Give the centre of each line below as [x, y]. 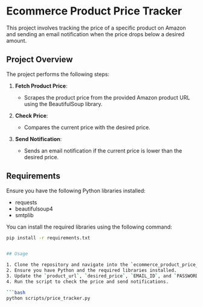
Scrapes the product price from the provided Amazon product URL [107, 97]
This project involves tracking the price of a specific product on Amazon [96, 28]
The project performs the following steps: [58, 74]
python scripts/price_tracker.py [48, 298]
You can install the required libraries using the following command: [89, 227]
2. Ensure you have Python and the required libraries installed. [92, 271]
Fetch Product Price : [41, 86]
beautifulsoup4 [34, 209]
